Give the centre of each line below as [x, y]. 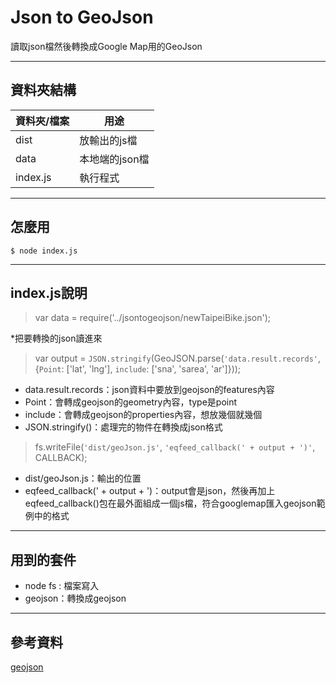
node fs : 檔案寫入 [62, 586]
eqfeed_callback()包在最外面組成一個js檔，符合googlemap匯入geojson [170, 503]
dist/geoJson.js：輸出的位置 [83, 478]
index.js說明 [49, 292]
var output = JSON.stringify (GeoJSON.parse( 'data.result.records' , [177, 358]
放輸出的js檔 [108, 140]
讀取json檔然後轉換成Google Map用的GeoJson [106, 46]
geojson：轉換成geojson [75, 598]
